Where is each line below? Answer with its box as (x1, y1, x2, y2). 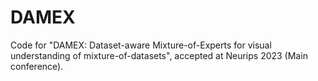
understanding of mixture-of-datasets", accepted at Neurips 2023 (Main (10, 49, 308, 61)
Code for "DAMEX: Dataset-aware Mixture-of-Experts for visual (10, 39, 272, 51)
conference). (10, 60, 64, 72)
